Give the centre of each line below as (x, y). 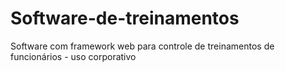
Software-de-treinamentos (125, 18)
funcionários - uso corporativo (73, 56)
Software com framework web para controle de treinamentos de (142, 46)
